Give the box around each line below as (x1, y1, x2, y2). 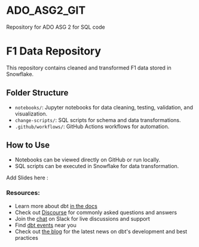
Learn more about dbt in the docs (14, 202, 97, 209)
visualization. (14, 110, 48, 117)
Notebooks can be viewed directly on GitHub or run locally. (14, 156, 161, 163)
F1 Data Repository (6, 44, 102, 58)
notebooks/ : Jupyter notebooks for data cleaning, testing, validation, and (14, 103, 193, 111)
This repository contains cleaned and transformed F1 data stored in (6, 64, 172, 71)
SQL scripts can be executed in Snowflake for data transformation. (14, 162, 179, 169)
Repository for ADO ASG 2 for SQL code (6, 23, 106, 31)
